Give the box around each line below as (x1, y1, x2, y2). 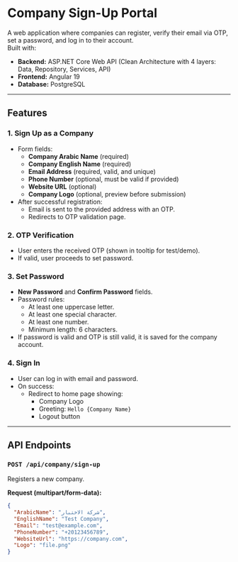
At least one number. (28, 318, 89, 326)
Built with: (7, 43, 37, 52)
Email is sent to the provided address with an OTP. (28, 204, 176, 214)
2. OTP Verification (7, 230, 74, 240)
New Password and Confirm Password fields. (17, 287, 153, 296)
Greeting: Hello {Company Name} (38, 404, 132, 413)
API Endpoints (7, 439, 72, 451)
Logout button (38, 412, 81, 420)
